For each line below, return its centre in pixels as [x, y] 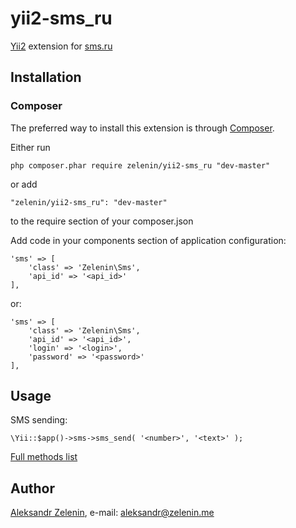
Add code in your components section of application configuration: [148, 240]
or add [24, 184]
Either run [30, 147]
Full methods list [44, 457]
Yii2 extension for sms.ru [61, 46]
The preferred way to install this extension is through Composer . [142, 128]
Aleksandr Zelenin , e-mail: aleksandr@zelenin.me [112, 513]
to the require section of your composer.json [102, 221]
